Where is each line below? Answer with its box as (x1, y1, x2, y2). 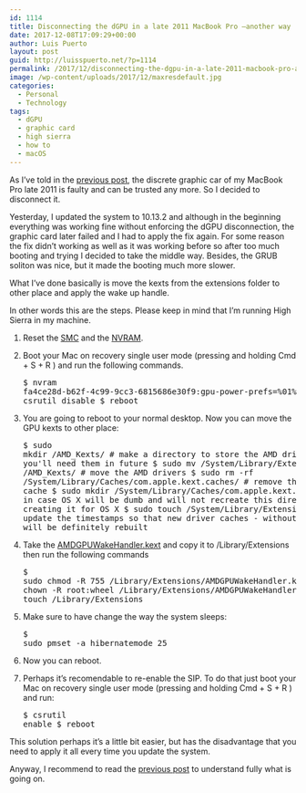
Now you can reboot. (22, 654, 102, 666)
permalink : (9, 65, 51, 74)
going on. (9, 773, 46, 784)
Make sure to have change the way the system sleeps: (22, 610, 228, 621)
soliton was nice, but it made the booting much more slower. (9, 259, 236, 270)
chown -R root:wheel (22, 585, 115, 595)
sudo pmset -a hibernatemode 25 (22, 638, 168, 648)
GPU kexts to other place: (22, 422, 119, 433)
